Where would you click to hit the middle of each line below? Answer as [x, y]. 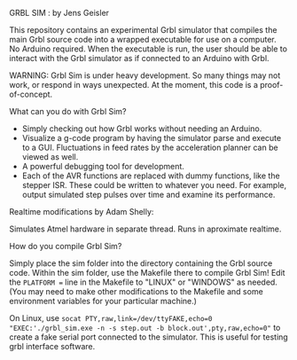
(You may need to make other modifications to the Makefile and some [136, 291]
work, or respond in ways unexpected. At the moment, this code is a [134, 85]
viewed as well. [50, 157]
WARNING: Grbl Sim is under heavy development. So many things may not [145, 75]
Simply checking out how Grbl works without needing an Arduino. [142, 129]
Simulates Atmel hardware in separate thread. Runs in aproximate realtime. [145, 229]
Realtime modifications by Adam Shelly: [82, 211]
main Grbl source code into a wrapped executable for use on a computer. [143, 39]
